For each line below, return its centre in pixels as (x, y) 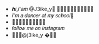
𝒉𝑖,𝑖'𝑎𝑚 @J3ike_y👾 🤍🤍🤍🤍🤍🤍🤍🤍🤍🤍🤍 (53, 9)
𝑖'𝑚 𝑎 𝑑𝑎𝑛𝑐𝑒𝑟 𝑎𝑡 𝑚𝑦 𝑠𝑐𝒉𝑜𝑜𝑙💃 (43, 15)
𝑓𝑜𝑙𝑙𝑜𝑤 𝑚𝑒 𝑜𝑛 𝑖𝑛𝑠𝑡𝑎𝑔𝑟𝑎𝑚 (38, 28)
